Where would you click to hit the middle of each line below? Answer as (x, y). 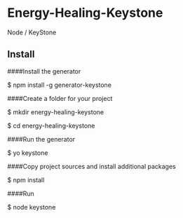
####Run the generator (41, 139)
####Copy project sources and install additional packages (92, 166)
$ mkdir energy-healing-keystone (56, 112)
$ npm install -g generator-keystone (60, 85)
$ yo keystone (28, 153)
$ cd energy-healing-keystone (51, 125)
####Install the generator (44, 71)
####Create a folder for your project (60, 98)
